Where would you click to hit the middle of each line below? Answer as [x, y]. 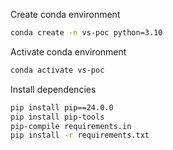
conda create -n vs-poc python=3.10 [86, 33]
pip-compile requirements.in [71, 126]
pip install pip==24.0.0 [62, 107]
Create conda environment [65, 14]
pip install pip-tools [57, 117]
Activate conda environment [68, 51]
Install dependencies [53, 89]
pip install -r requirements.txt [80, 135]
